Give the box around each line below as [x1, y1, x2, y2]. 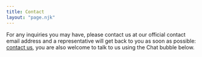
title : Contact [6, 8, 45, 15]
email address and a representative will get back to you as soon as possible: [6, 37, 197, 44]
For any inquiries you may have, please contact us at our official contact [6, 31, 186, 38]
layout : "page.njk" [6, 14, 56, 20]
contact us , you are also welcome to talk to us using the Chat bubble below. [6, 43, 195, 51]
